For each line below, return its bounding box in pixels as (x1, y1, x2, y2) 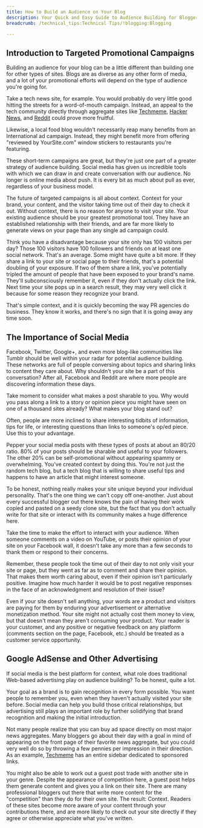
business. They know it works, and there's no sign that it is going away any (6, 308, 193, 316)
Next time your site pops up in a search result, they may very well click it (6, 283, 187, 291)
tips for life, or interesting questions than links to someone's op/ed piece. (6, 423, 188, 430)
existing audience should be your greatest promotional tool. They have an (6, 214, 190, 221)
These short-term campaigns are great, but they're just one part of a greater (6, 157, 196, 164)
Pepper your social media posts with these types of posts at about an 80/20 (6, 442, 196, 448)
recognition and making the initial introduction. (6, 714, 122, 721)
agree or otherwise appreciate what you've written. (6, 814, 134, 821)
